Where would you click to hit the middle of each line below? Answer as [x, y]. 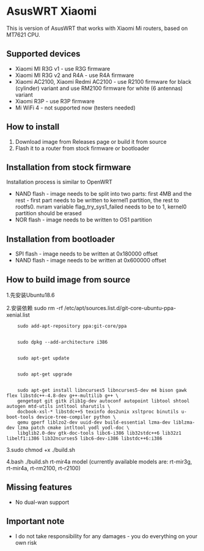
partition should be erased [48, 213]
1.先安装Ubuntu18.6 [31, 295]
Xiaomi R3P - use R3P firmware [55, 101]
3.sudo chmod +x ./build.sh [41, 450]
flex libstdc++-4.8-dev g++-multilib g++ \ [63, 396]
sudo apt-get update [43, 358]
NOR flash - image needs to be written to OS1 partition [83, 220]
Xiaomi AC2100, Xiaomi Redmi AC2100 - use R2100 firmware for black [103, 81]
